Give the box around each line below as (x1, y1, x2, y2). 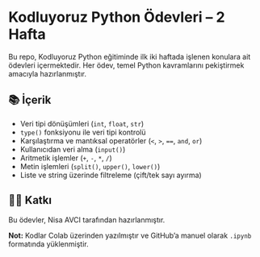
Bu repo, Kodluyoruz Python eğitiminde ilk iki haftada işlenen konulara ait (8, 52, 251, 61)
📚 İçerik (8, 93, 52, 107)
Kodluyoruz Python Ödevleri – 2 (8, 8, 225, 27)
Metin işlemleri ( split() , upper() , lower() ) (19, 161, 161, 171)
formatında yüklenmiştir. (8, 238, 89, 249)
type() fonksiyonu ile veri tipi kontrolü (19, 127, 147, 137)
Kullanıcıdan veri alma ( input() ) (19, 144, 126, 154)
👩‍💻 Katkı (8, 193, 52, 207)
